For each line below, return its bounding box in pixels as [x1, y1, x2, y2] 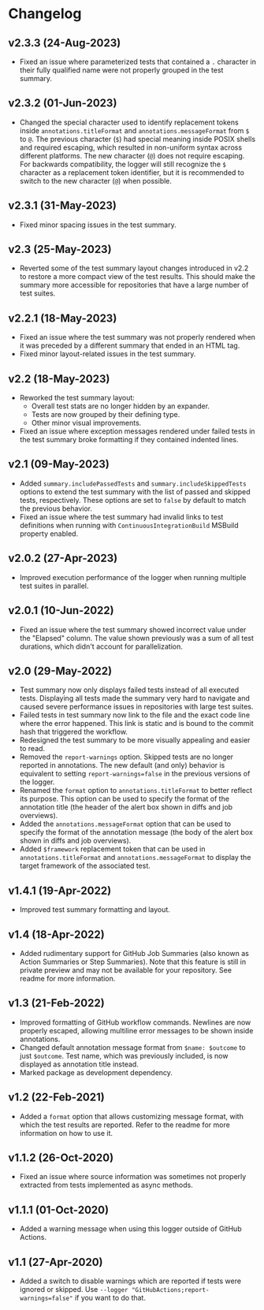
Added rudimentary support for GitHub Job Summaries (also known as [19, 948, 250, 958]
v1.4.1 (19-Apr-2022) [8, 884, 112, 897]
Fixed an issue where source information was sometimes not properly [19, 1172, 247, 1182]
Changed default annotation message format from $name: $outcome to [19, 1042, 246, 1052]
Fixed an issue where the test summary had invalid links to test [19, 512, 224, 521]
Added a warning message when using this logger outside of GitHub [19, 1224, 242, 1234]
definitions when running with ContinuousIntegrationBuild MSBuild [19, 520, 239, 530]
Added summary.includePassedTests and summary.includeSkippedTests [19, 478, 247, 488]
